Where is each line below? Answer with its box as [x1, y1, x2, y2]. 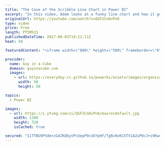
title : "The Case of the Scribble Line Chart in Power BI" [5, 7, 129, 12]
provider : [5, 57, 26, 62]
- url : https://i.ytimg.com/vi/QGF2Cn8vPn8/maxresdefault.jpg [9, 111, 139, 116]
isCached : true [14, 124, 45, 130]
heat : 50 [5, 39, 23, 44]
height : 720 [14, 120, 38, 125]
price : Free [5, 25, 29, 30]
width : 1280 [14, 116, 38, 121]
